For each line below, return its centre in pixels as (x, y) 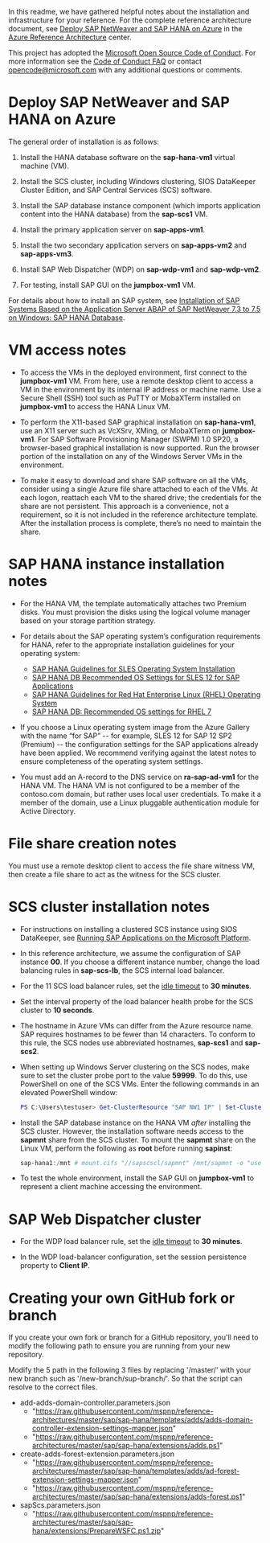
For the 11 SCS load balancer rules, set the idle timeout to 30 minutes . (135, 986)
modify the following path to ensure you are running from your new (119, 1346)
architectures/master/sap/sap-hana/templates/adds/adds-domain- (142, 1420)
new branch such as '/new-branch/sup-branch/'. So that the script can (125, 1379)
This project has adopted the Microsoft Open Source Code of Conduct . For (132, 53)
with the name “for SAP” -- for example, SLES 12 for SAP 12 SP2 (126, 736)
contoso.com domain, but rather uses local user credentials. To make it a (140, 794)
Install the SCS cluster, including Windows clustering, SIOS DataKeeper (137, 181)
